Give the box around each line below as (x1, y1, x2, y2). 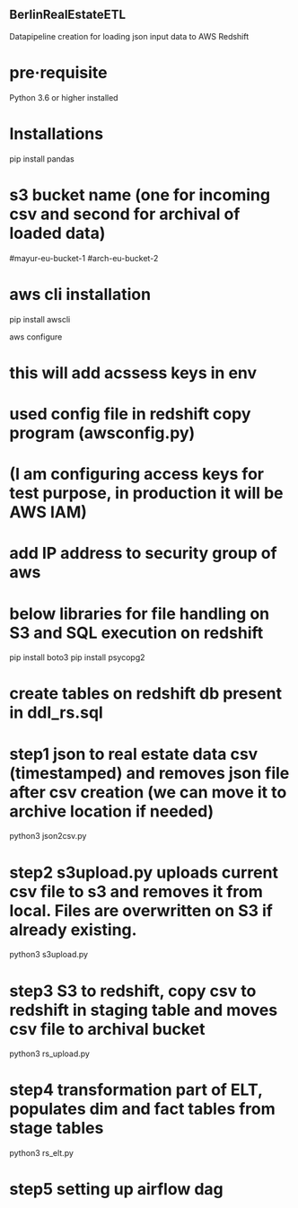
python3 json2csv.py (9, 831, 87, 842)
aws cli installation (9, 284, 151, 304)
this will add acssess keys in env (9, 363, 258, 383)
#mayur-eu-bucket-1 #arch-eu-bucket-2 (9, 252, 159, 263)
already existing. (9, 920, 137, 939)
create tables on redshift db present (9, 683, 283, 704)
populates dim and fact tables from (9, 1099, 276, 1119)
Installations (9, 123, 104, 144)
